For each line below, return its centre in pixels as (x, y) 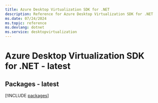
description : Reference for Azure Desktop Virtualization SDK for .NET (79, 14)
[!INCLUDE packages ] (27, 96)
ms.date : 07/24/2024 (26, 18)
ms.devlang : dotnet (25, 28)
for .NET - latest (38, 66)
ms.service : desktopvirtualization (41, 32)
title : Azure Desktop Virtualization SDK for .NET (57, 9)
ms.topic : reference (26, 23)
